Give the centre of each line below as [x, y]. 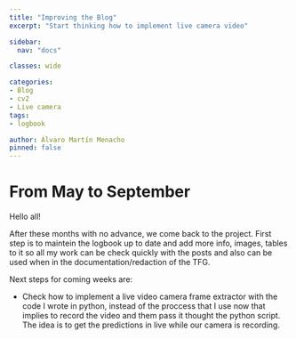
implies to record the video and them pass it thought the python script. [151, 316]
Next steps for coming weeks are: [71, 279]
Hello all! [25, 217]
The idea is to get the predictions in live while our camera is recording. [151, 325]
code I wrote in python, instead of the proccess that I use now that [144, 306]
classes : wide [36, 66]
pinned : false [36, 148]
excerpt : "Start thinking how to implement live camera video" [129, 26]
